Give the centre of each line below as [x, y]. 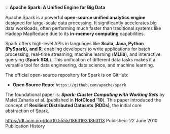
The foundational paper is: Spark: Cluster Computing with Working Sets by [85, 94]
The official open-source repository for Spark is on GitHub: [67, 75]
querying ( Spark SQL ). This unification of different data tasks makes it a [80, 60]
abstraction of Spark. [27, 111]
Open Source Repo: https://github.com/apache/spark [69, 85]
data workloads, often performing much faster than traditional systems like [83, 28]
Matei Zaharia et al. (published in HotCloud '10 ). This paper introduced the [83, 100]
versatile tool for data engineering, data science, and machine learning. [80, 65]
